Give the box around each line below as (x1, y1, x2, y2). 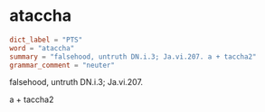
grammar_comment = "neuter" (9, 61, 116, 70)
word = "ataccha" (9, 43, 75, 52)
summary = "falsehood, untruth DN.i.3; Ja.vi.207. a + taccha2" (9, 51, 257, 61)
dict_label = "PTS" (9, 35, 83, 44)
